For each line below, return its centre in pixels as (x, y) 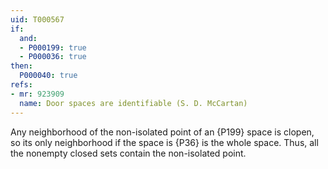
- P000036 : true (53, 57)
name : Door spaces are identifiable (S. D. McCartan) (133, 103)
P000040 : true (48, 76)
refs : (21, 85)
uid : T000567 (37, 19)
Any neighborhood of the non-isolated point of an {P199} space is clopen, (162, 132)
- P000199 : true (53, 47)
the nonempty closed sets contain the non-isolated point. (128, 153)
